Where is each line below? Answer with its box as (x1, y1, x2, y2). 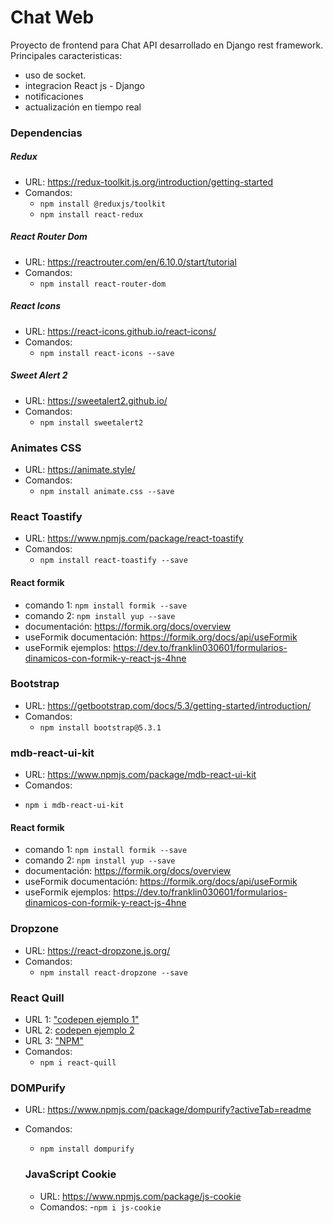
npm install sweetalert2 (39, 417, 144, 428)
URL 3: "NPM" (24, 1034, 84, 1046)
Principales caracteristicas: (10, 49, 123, 61)
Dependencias (10, 126, 83, 140)
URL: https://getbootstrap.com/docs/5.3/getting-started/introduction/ (24, 699, 312, 711)
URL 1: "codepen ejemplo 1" (24, 1013, 140, 1025)
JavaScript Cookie (24, 1167, 117, 1181)
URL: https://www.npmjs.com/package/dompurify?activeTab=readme (24, 1104, 312, 1116)
